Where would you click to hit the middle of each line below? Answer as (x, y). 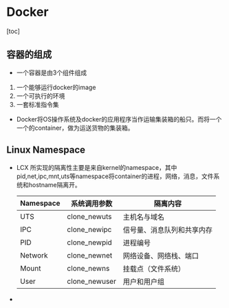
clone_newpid (90, 242)
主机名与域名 (143, 217)
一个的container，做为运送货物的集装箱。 (75, 128)
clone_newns (88, 268)
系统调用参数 (91, 203)
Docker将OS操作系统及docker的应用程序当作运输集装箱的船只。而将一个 (119, 119)
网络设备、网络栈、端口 (161, 256)
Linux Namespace (46, 150)
